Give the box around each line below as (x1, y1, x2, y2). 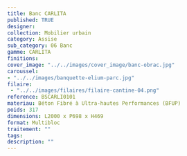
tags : (7, 132, 23, 139)
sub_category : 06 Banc (7, 42, 73, 49)
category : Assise (7, 36, 57, 43)
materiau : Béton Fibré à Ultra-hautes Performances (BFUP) (7, 100, 181, 107)
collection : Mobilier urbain (7, 29, 91, 37)
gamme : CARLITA (7, 49, 51, 56)
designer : (7, 23, 36, 30)
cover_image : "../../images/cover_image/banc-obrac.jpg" (7, 61, 175, 68)
